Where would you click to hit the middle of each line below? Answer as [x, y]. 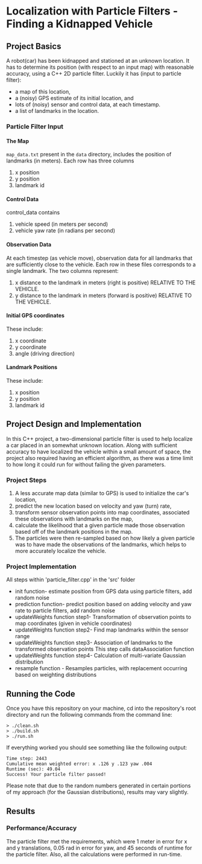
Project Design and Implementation [74, 424]
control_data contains [33, 213]
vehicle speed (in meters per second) [62, 224]
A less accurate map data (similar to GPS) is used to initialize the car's [102, 493]
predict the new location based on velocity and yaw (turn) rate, [93, 506]
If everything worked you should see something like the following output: [97, 747]
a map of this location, [43, 91]
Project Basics [34, 46]
